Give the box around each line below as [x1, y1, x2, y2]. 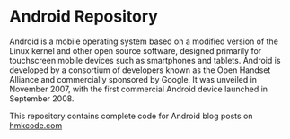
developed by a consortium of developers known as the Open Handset [9, 65, 271, 75]
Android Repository [9, 6, 159, 27]
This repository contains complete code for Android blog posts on [9, 110, 253, 121]
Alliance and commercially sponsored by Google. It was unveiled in [9, 74, 258, 84]
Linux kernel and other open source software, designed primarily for [9, 45, 262, 56]
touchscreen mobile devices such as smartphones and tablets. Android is [9, 55, 281, 65]
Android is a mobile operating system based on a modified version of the [9, 36, 278, 47]
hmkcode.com [9, 119, 63, 131]
